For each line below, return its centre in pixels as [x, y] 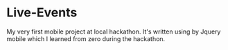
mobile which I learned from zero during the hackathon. [86, 38]
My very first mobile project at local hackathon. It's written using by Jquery [114, 32]
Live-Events [42, 13]
